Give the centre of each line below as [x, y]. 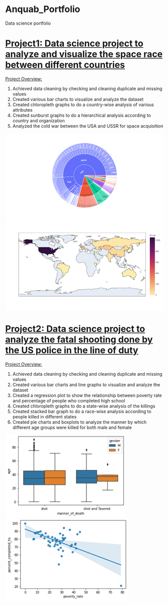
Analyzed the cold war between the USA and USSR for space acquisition [88, 126]
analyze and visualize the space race [84, 54]
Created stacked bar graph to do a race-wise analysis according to [82, 411]
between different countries [65, 65]
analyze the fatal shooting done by [79, 340]
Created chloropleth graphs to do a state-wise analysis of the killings [84, 406]
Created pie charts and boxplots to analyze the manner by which [79, 422]
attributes [22, 110]
